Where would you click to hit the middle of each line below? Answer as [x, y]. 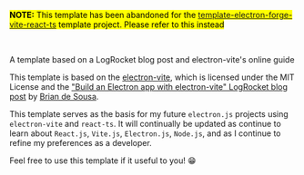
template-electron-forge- [245, 15]
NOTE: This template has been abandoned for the [103, 15]
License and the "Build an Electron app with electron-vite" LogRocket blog [149, 87]
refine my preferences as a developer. [81, 143]
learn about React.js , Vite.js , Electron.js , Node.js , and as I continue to [145, 133]
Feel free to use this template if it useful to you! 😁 [103, 160]
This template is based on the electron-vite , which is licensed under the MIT [152, 77]
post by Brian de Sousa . [54, 97]
